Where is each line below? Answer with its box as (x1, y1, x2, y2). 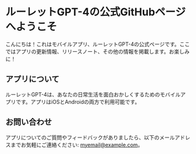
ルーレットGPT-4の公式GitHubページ (5, 5, 186, 19)
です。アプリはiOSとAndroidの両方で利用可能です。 (15, 98, 140, 105)
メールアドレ (159, 133, 191, 141)
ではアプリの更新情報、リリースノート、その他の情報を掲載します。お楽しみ (5, 48, 190, 55)
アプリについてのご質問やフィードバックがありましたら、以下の (5, 133, 160, 141)
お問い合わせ (5, 117, 52, 127)
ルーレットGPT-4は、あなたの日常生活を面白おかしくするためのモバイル (5, 91, 181, 98)
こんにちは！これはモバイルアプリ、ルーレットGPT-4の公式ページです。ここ (5, 41, 190, 48)
